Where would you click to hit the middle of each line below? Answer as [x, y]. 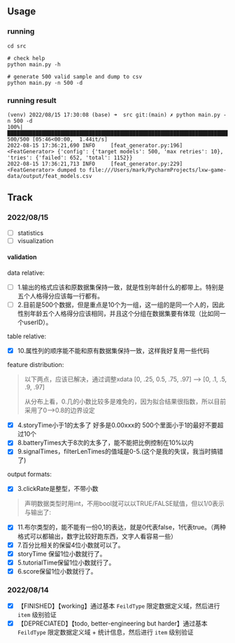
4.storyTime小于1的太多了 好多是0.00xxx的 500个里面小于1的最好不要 [117, 425]
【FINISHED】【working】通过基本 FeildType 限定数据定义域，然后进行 [119, 606]
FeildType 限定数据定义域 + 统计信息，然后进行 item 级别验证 [105, 632]
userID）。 [38, 322]
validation [22, 257]
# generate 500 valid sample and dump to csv [74, 76]
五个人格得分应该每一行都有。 [60, 296]
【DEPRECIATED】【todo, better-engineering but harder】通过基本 [112, 623]
